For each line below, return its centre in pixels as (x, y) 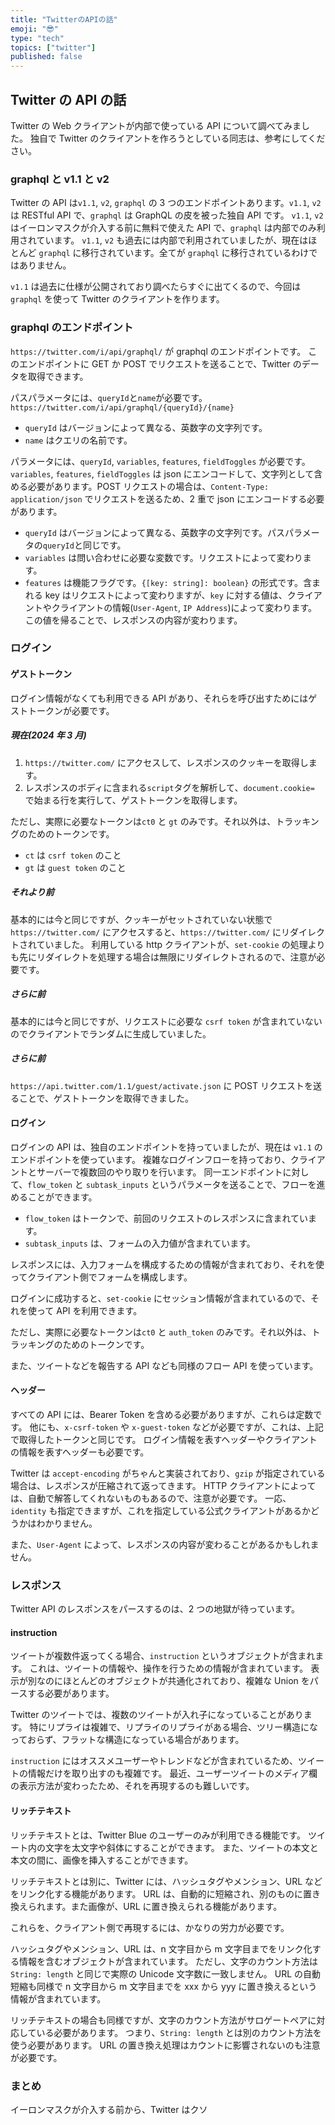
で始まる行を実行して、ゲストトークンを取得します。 (133, 800)
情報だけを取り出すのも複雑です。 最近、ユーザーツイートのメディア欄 (172, 1773)
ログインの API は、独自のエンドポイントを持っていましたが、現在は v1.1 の (166, 1147)
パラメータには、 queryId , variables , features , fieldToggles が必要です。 (160, 461)
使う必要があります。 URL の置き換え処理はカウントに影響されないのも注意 (165, 2045)
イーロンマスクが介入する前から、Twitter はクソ (109, 2109)
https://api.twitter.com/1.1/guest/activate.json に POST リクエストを (161, 1085)
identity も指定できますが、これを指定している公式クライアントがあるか (160, 1510)
